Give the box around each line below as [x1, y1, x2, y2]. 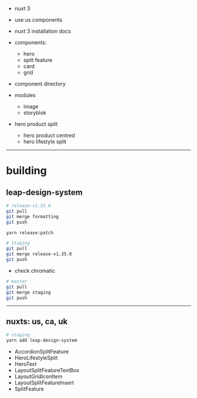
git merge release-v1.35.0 [6, 251, 72, 257]
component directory [14, 80, 66, 87]
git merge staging [6, 289, 51, 295]
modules [14, 92, 36, 98]
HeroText [14, 360, 37, 368]
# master [6, 278, 28, 284]
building [6, 164, 47, 177]
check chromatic [14, 267, 56, 274]
